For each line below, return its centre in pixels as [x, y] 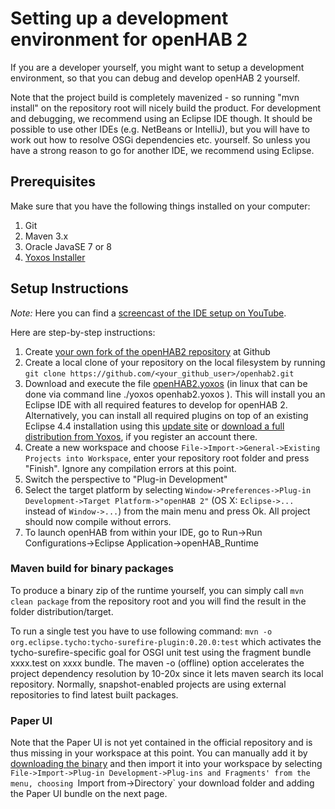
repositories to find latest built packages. [94, 694]
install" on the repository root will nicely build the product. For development [166, 108]
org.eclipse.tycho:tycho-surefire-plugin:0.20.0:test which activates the [166, 641]
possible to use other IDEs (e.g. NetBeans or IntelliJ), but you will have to [160, 129]
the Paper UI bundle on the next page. [89, 794]
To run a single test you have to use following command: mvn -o [141, 631]
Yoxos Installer [55, 257]
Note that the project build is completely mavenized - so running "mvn [155, 97]
